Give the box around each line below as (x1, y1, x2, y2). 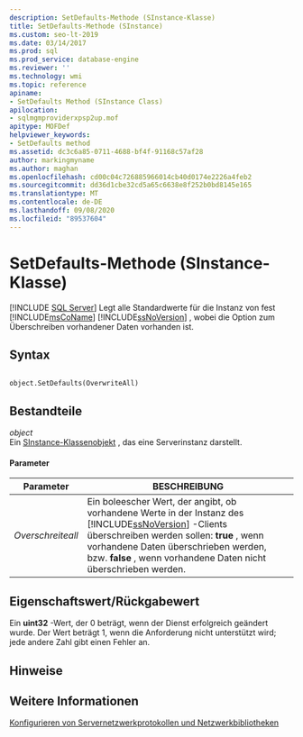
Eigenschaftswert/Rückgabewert (9, 594, 200, 609)
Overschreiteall (14, 529, 78, 541)
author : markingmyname (9, 155, 95, 165)
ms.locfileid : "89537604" (9, 214, 106, 223)
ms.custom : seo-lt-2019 (9, 30, 99, 39)
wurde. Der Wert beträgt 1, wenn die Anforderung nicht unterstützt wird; (9, 627, 277, 638)
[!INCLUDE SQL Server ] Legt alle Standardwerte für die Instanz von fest (9, 302, 276, 313)
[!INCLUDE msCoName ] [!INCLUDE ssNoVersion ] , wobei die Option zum (9, 312, 275, 323)
